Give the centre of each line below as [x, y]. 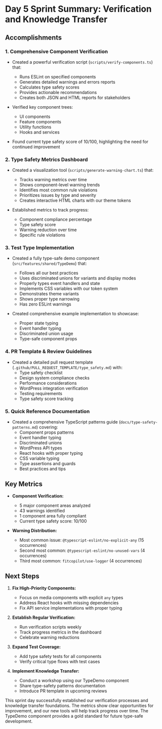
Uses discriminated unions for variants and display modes [78, 278]
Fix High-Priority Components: [44, 588]
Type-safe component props [48, 339]
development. [19, 721]
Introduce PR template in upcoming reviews [63, 691]
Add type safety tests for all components [60, 656]
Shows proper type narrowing [49, 299]
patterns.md [24, 428]
